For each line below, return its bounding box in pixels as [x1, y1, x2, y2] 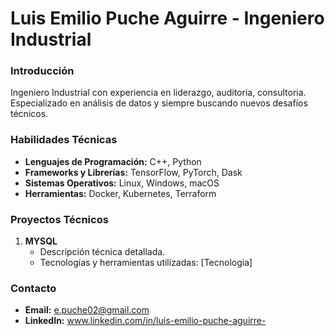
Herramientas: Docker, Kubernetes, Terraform [24, 187, 217, 199]
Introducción [10, 64, 75, 78]
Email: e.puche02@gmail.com [24, 304, 150, 316]
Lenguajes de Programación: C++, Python [24, 155, 202, 167]
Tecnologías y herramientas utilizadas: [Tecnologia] [39, 257, 253, 269]
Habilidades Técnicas [10, 133, 118, 147]
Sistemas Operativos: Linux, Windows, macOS [24, 177, 220, 189]
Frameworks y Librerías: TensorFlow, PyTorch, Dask [24, 166, 243, 178]
